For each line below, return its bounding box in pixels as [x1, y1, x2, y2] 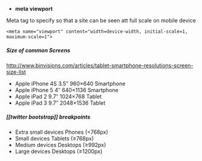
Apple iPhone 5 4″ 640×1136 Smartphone [15, 86, 119, 93]
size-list [6, 68, 26, 75]
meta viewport [15, 5, 53, 12]
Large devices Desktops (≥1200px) [15, 148, 103, 155]
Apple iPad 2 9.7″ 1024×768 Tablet [15, 93, 102, 100]
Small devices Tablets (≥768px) [15, 134, 94, 142]
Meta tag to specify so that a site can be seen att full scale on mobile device [6, 17, 197, 24]
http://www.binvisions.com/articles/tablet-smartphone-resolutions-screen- [6, 62, 194, 69]
